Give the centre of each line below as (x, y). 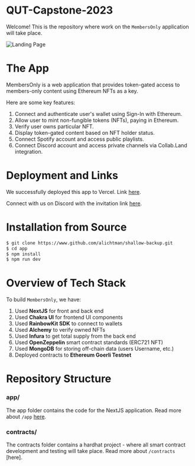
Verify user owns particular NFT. (54, 126)
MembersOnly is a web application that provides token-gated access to (93, 85)
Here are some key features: (41, 102)
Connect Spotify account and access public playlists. (79, 139)
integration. (29, 151)
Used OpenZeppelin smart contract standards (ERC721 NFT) (89, 342)
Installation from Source (66, 227)
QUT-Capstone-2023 (60, 10)
